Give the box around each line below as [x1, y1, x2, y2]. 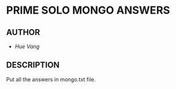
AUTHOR [6, 27, 41, 37]
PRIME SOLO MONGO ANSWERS [6, 4, 170, 17]
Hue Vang [14, 43, 40, 50]
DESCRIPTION [6, 60, 60, 70]
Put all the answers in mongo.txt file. [6, 75, 96, 83]
